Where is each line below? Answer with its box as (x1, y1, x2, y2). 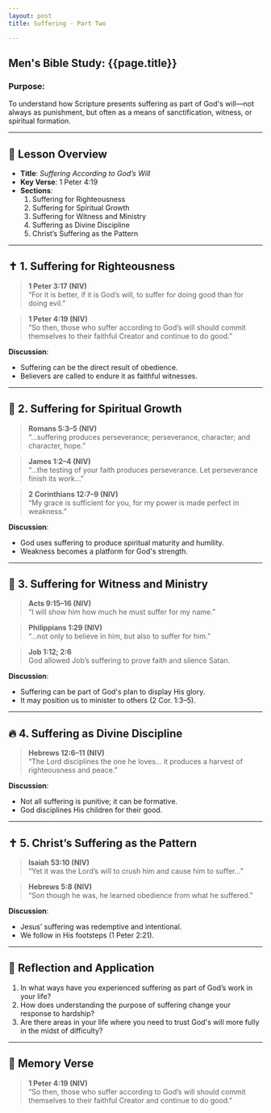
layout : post (8, 11, 52, 20)
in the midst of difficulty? (19, 1026, 103, 1035)
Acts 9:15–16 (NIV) (27, 599, 91, 609)
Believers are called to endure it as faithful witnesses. (19, 371, 198, 381)
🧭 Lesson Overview (8, 147, 107, 161)
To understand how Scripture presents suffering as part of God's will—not (8, 99, 254, 109)
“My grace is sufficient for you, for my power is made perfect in (27, 498, 240, 508)
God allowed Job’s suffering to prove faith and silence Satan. (27, 656, 231, 665)
